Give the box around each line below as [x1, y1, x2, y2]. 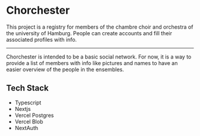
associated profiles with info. [6, 36, 77, 43]
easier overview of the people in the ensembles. [6, 66, 124, 73]
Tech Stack [6, 83, 49, 93]
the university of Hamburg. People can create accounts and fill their [6, 29, 173, 36]
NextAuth [14, 124, 39, 131]
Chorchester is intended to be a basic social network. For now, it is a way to [6, 53, 192, 60]
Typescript [14, 99, 42, 106]
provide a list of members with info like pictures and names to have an [6, 59, 178, 66]
